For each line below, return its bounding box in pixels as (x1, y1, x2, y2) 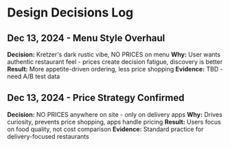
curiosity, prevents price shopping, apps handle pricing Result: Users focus (7, 117, 221, 126)
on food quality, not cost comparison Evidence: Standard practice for (7, 125, 204, 133)
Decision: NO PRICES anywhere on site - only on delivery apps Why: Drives (7, 110, 223, 118)
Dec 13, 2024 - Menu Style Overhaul (7, 32, 165, 44)
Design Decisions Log (7, 5, 134, 21)
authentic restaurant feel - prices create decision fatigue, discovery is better (7, 58, 223, 66)
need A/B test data (7, 72, 60, 80)
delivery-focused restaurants (7, 132, 89, 140)
